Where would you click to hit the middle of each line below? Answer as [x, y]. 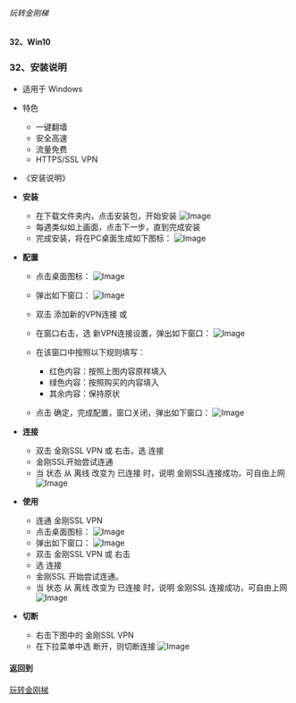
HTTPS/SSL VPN [67, 159]
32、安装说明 [38, 68]
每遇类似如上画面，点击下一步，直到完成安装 [118, 226]
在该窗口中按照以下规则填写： [90, 351]
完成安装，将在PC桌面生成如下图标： [104, 238]
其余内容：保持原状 [85, 394]
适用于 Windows [52, 89]
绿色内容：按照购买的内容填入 [104, 382]
